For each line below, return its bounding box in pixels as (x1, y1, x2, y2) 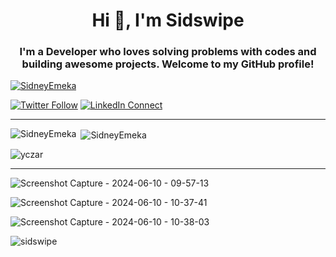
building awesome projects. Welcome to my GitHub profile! (21, 57, 315, 71)
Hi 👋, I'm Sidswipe (91, 9, 245, 32)
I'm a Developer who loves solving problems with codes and (19, 45, 317, 59)
